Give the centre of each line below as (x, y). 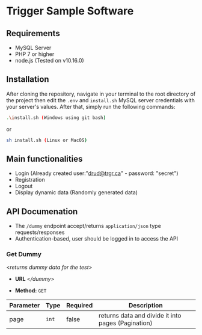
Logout (24, 186)
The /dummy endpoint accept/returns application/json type (88, 226)
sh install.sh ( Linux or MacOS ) (47, 140)
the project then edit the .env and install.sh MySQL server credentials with (101, 100)
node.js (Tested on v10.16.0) (49, 60)
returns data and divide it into (140, 316)
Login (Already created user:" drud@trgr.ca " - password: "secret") (96, 173)
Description (146, 306)
